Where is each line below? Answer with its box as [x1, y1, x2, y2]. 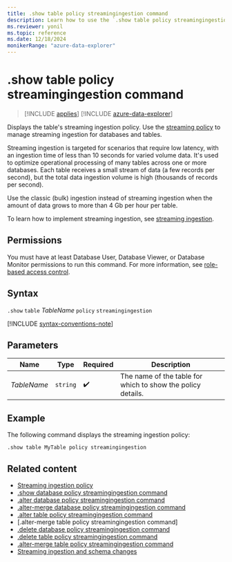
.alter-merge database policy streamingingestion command [17, 503, 186, 512]
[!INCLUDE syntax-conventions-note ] [7, 319, 114, 328]
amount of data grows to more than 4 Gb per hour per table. [7, 201, 178, 209]
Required [83, 360, 114, 370]
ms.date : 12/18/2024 [7, 36, 67, 43]
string [55, 381, 77, 389]
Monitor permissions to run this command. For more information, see [7, 260, 203, 268]
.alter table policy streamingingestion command [17, 511, 153, 518]
